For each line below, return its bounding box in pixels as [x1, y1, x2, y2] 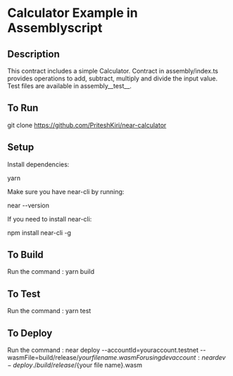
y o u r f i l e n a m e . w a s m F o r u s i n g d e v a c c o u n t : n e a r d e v [78, 353, 226, 362]
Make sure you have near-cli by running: [7, 187, 125, 195]
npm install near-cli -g [7, 228, 72, 237]
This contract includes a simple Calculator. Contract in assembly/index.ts [7, 67, 218, 75]
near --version [7, 201, 49, 210]
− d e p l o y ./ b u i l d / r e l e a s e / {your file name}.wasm [7, 361, 143, 370]
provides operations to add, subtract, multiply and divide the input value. [7, 74, 218, 83]
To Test [7, 288, 41, 300]
